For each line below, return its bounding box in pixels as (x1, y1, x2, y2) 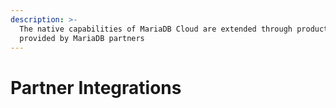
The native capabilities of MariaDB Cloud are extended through (19, 24, 293, 34)
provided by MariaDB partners (19, 33, 145, 43)
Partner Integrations (10, 76, 182, 99)
